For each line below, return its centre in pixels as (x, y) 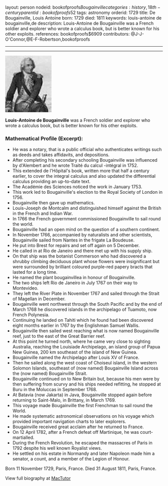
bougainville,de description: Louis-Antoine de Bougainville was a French (79, 23)
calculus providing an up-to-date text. (51, 181)
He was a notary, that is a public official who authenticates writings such (87, 150)
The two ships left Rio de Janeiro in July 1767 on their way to (75, 283)
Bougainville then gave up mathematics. (53, 203)
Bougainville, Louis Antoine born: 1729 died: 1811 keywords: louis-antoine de (83, 18)
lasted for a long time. (35, 272)
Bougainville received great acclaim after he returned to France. (78, 427)
